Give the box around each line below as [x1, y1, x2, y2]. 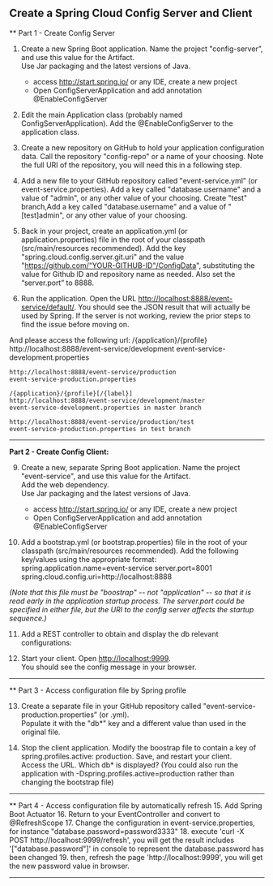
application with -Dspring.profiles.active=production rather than [20, 768, 235, 778]
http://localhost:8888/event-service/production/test [9, 417, 195, 426]
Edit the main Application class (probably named [20, 110, 183, 119]
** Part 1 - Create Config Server [9, 28, 116, 37]
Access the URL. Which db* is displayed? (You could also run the [20, 759, 238, 770]
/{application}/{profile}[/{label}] [9, 389, 133, 397]
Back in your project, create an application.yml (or [20, 226, 188, 236]
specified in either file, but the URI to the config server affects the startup [9, 604, 254, 614]
